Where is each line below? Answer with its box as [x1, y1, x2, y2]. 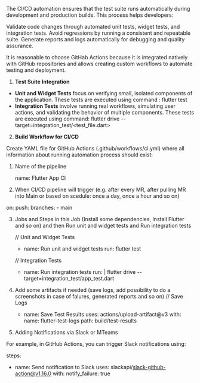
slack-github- [133, 364, 166, 370]
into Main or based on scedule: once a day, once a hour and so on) [14, 192, 180, 200]
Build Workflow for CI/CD [14, 133, 79, 140]
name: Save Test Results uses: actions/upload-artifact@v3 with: [23, 311, 181, 318]
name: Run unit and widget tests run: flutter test [23, 245, 141, 252]
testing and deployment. [6, 67, 66, 74]
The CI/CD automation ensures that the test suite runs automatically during [6, 5, 190, 12]
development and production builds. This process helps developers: [6, 11, 174, 19]
